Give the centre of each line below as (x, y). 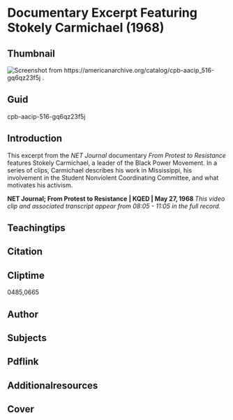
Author (23, 314)
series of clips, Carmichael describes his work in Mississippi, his (100, 170)
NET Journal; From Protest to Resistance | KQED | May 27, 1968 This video (116, 198)
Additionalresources (53, 385)
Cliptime (26, 275)
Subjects (27, 338)
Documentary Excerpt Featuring (102, 13)
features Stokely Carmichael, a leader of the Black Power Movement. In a (112, 163)
